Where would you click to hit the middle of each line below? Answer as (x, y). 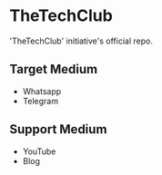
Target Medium (54, 69)
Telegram (40, 101)
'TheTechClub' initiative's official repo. (81, 41)
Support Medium (58, 129)
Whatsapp (42, 91)
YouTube (39, 151)
